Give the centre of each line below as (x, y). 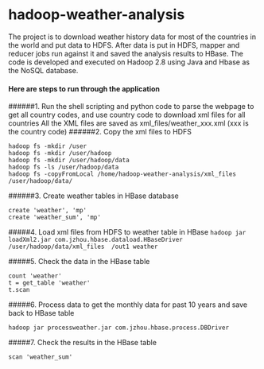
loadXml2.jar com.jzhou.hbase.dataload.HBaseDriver (95, 240)
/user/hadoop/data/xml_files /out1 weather (83, 247)
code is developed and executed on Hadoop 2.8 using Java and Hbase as (129, 62)
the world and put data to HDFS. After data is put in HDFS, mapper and (124, 45)
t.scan (19, 290)
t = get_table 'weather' (49, 283)
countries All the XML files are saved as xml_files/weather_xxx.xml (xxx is (128, 123)
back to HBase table (41, 313)
